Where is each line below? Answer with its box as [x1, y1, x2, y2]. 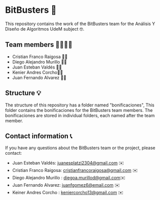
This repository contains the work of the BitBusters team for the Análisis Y [5, 21, 155, 27]
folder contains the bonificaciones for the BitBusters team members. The [5, 107, 153, 113]
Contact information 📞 [5, 132, 72, 140]
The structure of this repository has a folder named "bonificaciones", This [5, 102, 155, 108]
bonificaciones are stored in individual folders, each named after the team [5, 112, 155, 118]
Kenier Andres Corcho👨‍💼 [12, 69, 63, 75]
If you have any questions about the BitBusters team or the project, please [5, 145, 156, 151]
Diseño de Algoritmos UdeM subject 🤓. [5, 26, 85, 32]
